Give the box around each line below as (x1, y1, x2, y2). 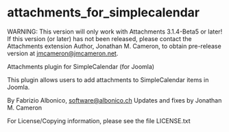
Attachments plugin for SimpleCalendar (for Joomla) (7, 62, 155, 70)
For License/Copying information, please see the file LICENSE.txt (7, 116, 191, 124)
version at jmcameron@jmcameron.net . (7, 49, 119, 57)
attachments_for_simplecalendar (7, 5, 200, 21)
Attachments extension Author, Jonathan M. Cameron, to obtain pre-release (7, 42, 221, 50)
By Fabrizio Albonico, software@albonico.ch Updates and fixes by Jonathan (7, 96, 222, 104)
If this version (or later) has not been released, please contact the (7, 34, 192, 42)
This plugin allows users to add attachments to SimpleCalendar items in (7, 75, 209, 83)
